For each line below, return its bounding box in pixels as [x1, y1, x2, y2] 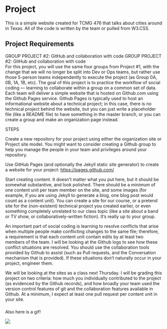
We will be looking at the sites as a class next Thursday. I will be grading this [5, 270, 162, 276]
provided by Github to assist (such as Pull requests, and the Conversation [5, 249, 156, 255]
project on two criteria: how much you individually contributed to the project [5, 275, 161, 281]
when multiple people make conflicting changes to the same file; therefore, [5, 228, 160, 234]
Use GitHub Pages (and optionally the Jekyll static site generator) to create [5, 161, 159, 167]
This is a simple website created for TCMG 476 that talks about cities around [5, 20, 163, 26]
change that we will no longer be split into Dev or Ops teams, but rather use [5, 69, 161, 75]
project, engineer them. [5, 260, 53, 266]
